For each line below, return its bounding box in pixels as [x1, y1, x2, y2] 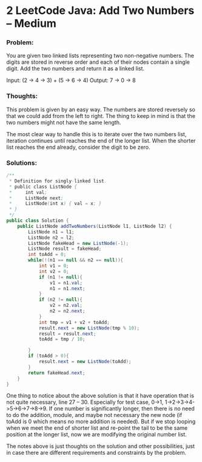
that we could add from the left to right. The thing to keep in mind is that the [6, 112, 196, 119]
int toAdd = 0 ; [28, 252, 67, 258]
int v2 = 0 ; [38, 268, 69, 274]
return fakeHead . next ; [28, 370, 86, 376]
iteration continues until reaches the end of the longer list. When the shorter [6, 137, 196, 144]
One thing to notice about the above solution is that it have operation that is [6, 392, 194, 399]
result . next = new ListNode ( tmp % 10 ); [38, 325, 140, 331]
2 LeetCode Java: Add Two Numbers [6, 4, 195, 18]
